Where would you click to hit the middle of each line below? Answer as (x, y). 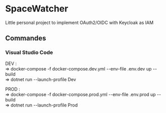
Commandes (26, 38)
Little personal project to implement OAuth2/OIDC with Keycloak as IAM (79, 22)
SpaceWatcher (37, 9)
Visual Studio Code (29, 52)
